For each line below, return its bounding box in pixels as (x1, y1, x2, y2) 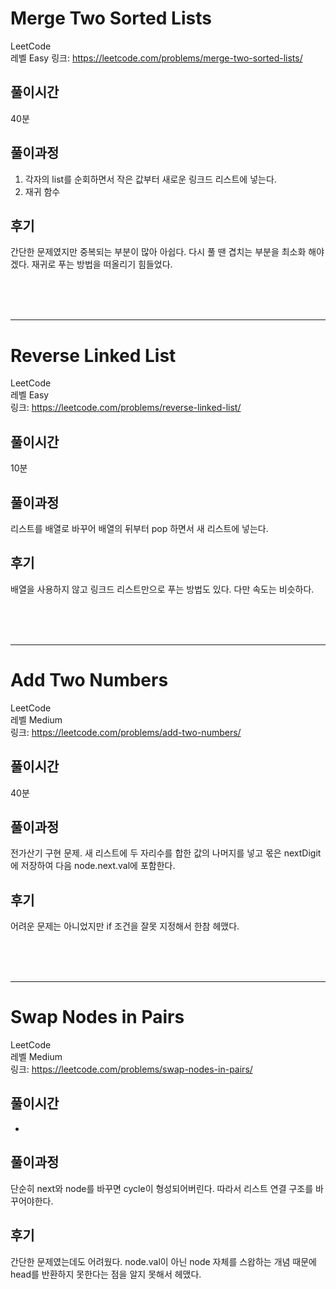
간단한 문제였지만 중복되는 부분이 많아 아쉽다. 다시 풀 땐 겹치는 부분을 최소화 (10, 246, 307, 258)
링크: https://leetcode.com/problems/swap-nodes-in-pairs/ (10, 1063, 253, 1076)
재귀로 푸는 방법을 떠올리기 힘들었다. (31, 258, 173, 271)
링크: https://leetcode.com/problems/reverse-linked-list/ (10, 402, 242, 414)
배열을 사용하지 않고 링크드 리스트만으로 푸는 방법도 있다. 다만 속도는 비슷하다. (10, 583, 315, 595)
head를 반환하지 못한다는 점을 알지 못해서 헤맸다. (10, 1268, 202, 1280)
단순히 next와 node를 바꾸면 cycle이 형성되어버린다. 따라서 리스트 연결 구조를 (10, 1182, 314, 1194)
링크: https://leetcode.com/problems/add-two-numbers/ (10, 726, 242, 738)
